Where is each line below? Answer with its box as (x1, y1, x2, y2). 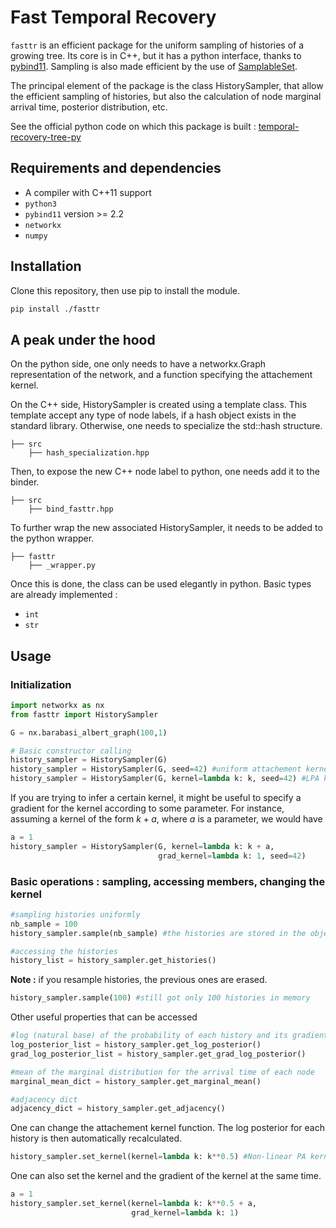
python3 (24, 199, 57, 209)
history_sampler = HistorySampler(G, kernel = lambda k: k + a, (10, 841, 275, 851)
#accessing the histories (10, 946, 118, 956)
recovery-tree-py (10, 131, 82, 143)
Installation (10, 258, 82, 275)
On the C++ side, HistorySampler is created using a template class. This (10, 399, 307, 411)
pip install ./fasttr (10, 304, 101, 314)
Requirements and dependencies (10, 160, 222, 177)
